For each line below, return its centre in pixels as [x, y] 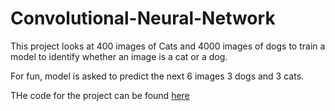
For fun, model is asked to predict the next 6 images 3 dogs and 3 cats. [157, 76]
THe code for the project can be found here [100, 95]
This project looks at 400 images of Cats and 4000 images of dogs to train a [168, 46]
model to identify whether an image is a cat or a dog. [119, 56]
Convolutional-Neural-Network [143, 18]
